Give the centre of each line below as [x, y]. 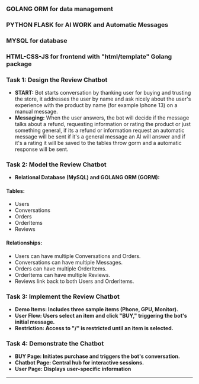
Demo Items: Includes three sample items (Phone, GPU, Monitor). [97, 309]
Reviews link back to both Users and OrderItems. [74, 281]
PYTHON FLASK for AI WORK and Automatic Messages [87, 24]
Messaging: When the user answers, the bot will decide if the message [102, 118]
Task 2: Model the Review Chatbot [56, 164]
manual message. [36, 111]
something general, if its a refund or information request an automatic [99, 130]
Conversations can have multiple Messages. [69, 262]
